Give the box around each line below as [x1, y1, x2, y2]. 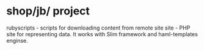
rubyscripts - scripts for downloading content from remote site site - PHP [6, 24, 191, 31]
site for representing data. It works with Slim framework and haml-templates [6, 30, 199, 37]
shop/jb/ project [6, 4, 90, 18]
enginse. [6, 37, 29, 44]
